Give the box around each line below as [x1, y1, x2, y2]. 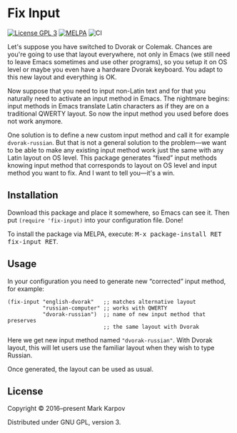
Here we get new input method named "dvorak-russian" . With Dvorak [7, 335, 213, 344]
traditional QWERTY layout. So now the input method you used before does [7, 109, 229, 118]
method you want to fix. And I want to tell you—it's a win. [7, 168, 175, 177]
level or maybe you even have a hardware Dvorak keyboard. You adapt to [7, 65, 223, 73]
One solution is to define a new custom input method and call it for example [7, 131, 230, 139]
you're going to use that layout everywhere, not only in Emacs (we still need [7, 50, 231, 58]
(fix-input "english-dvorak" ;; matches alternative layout [7, 298, 196, 305]
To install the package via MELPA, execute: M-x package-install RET [7, 230, 222, 238]
